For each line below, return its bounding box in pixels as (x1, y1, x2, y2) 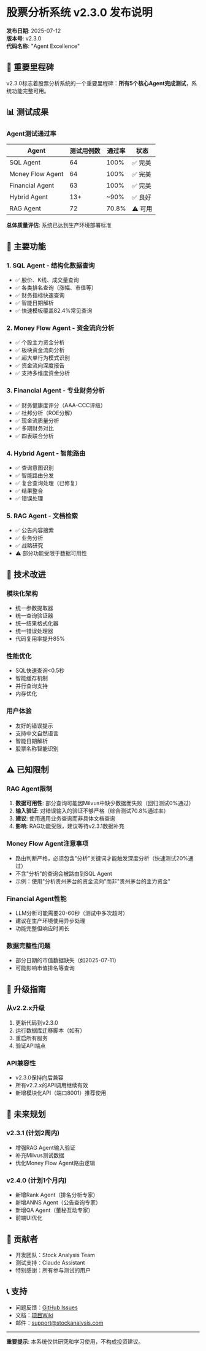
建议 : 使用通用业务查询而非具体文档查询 (15, 815, 115, 822)
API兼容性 (6, 1058, 36, 1067)
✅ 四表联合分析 (15, 432, 54, 439)
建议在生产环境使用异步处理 (15, 917, 86, 924)
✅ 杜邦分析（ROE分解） (15, 409, 75, 416)
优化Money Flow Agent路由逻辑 (15, 1159, 96, 1166)
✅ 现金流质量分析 (15, 416, 59, 424)
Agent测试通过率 (6, 129, 56, 138)
